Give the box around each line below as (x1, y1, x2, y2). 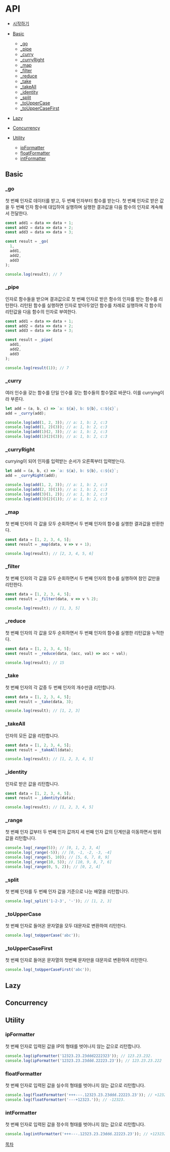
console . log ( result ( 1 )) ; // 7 (5, 365, 69, 371)
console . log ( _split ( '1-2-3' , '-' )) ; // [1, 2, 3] (5, 899, 112, 904)
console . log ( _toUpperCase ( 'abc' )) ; (5, 933, 80, 938)
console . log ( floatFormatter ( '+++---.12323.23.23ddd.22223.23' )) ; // (5, 1092, 153, 1097)
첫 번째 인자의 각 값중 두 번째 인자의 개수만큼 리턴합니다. (5, 684, 116, 690)
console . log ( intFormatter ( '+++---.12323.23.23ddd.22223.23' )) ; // (5, 1131, 148, 1136)
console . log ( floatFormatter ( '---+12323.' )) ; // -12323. (5, 1097, 125, 1102)
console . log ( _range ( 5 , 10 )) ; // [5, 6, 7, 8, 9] (5, 855, 110, 860)
